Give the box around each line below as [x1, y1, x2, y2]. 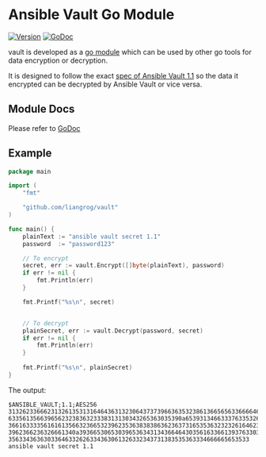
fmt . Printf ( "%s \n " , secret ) [22, 298, 115, 306]
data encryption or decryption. [8, 56, 108, 65]
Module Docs [8, 102, 75, 116]
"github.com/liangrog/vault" [22, 204, 119, 212]
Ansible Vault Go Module [8, 6, 175, 24]
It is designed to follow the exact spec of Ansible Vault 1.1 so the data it [8, 71, 239, 80]
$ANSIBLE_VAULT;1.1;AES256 [8, 401, 97, 409]
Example [8, 147, 52, 160]
